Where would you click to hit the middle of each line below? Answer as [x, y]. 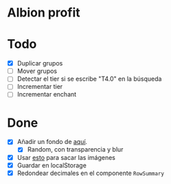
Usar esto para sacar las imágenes [66, 157]
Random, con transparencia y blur [75, 150]
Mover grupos [37, 71]
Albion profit [44, 13]
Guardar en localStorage [52, 165]
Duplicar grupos [40, 63]
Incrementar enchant [47, 94]
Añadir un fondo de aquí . [52, 142]
